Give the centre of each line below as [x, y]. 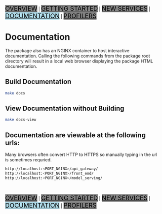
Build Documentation [38, 82]
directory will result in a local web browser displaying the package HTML [79, 61]
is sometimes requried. [28, 160]
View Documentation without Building [65, 108]
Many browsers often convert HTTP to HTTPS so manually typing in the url [81, 154]
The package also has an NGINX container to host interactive [67, 50]
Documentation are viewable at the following [75, 135]
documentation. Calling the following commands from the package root [78, 56]
